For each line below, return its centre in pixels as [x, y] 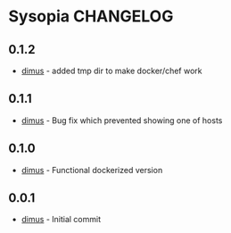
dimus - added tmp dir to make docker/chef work [111, 71]
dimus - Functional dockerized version [92, 170]
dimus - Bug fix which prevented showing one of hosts [122, 120]
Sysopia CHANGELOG [91, 17]
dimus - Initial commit [61, 220]
